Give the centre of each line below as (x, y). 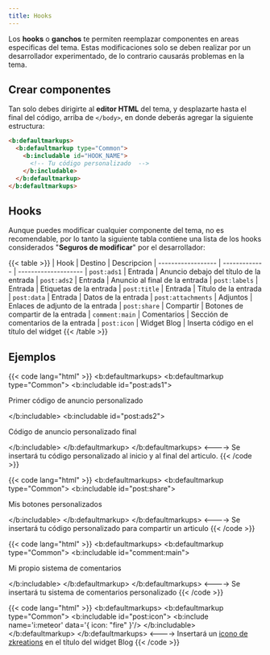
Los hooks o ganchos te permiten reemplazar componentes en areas (124, 39)
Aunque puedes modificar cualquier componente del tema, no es (116, 230)
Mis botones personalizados (55, 504)
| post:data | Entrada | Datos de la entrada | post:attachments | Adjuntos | (131, 297)
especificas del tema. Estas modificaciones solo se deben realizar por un (130, 47)
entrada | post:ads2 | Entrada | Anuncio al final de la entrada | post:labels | (133, 280)
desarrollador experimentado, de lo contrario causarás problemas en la (126, 56)
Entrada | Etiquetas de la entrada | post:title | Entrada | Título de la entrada (135, 289)
